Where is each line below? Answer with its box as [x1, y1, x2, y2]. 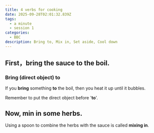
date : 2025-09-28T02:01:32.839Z [5, 12, 71, 17]
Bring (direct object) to [5, 74, 61, 81]
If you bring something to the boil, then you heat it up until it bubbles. [5, 85, 146, 91]
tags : [5, 16, 16, 21]
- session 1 [9, 26, 34, 31]
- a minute [9, 21, 32, 26]
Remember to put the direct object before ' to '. [5, 95, 98, 101]
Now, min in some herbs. [5, 109, 83, 118]
